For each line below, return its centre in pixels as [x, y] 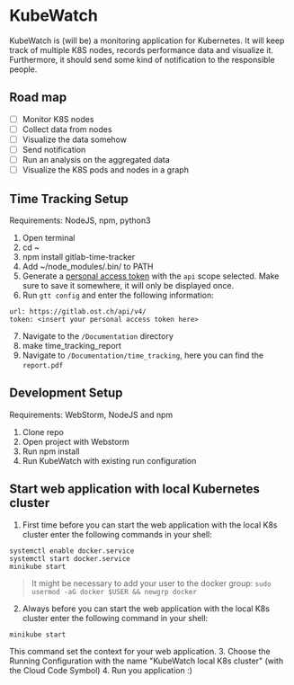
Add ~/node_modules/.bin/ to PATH [88, 266]
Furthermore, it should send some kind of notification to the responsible [143, 59]
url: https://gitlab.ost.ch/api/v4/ [78, 311]
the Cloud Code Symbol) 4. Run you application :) [101, 670]
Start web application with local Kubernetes [135, 489]
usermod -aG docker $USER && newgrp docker [114, 592]
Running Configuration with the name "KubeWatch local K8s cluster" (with [147, 661]
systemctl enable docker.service [72, 551]
